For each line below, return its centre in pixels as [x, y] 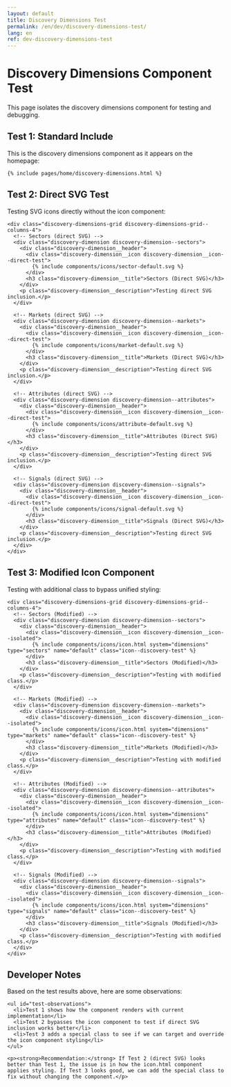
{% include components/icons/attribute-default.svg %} [113, 424]
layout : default [30, 14]
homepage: [24, 161]
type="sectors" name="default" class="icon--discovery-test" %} [102, 651]
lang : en [20, 33]
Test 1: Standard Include [60, 137]
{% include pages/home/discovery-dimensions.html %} [85, 173]
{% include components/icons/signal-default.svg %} [108, 509]
